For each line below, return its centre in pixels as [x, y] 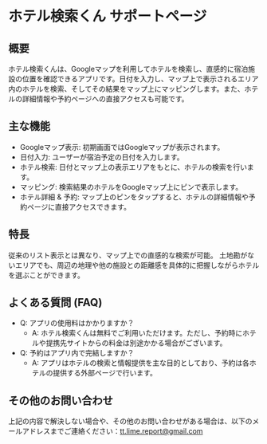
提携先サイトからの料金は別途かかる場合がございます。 [136, 343]
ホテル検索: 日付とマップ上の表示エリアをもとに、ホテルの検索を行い [133, 167]
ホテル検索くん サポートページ [108, 16]
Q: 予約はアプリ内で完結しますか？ [77, 353]
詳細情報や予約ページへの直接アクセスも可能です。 [105, 99]
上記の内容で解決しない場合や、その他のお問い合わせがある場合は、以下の [130, 421]
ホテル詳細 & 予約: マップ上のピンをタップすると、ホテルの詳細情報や [134, 197]
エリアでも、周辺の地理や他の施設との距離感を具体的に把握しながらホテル [137, 265]
